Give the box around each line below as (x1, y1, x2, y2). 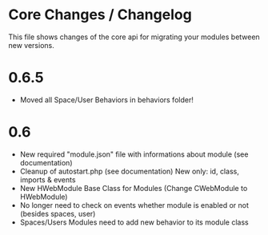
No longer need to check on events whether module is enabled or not (19, 200, 250, 209)
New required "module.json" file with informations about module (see (19, 149, 249, 159)
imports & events (19, 174, 76, 185)
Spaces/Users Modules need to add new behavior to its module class (19, 217, 250, 227)
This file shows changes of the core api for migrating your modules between (8, 32, 260, 42)
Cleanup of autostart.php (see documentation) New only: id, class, (19, 166, 240, 176)
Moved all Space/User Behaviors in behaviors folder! (19, 94, 194, 105)
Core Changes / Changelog (8, 6, 192, 24)
